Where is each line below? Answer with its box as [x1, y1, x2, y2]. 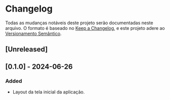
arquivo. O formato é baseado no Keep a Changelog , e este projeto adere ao [5, 25, 165, 31]
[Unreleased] [5, 45, 48, 54]
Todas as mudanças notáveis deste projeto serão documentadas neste [5, 20, 153, 26]
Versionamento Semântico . [5, 30, 62, 36]
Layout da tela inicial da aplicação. [12, 89, 85, 95]
